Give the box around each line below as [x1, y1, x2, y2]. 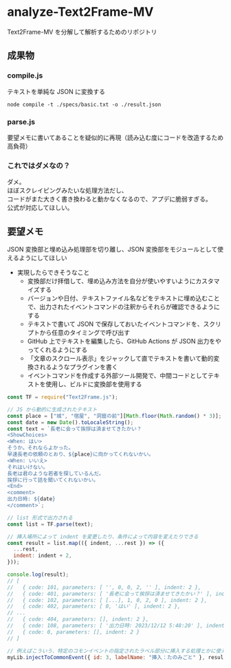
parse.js [7, 117, 36, 126]
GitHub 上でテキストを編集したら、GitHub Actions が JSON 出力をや [27, 337, 222, 346]
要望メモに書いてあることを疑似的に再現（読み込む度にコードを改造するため [7, 133, 224, 142]
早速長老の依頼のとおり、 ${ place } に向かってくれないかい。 [7, 451, 155, 458]
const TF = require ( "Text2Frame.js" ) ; [7, 394, 118, 401]
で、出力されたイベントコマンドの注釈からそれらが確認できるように [27, 303, 220, 311]
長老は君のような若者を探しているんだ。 [7, 470, 104, 477]
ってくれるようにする [27, 346, 88, 354]
